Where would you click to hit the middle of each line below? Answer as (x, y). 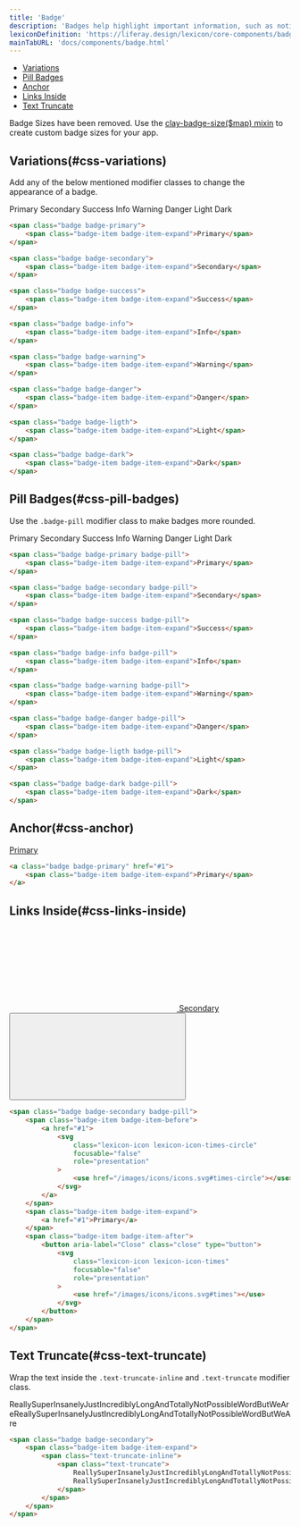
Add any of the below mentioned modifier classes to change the (127, 182)
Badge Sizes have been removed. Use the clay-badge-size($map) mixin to (146, 123)
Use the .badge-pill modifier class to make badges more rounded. (133, 520)
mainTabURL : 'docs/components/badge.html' (89, 42)
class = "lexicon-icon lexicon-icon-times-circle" (165, 1145)
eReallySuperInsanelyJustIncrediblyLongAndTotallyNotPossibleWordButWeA (150, 1413)
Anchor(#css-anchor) (71, 828)
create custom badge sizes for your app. (84, 133)
